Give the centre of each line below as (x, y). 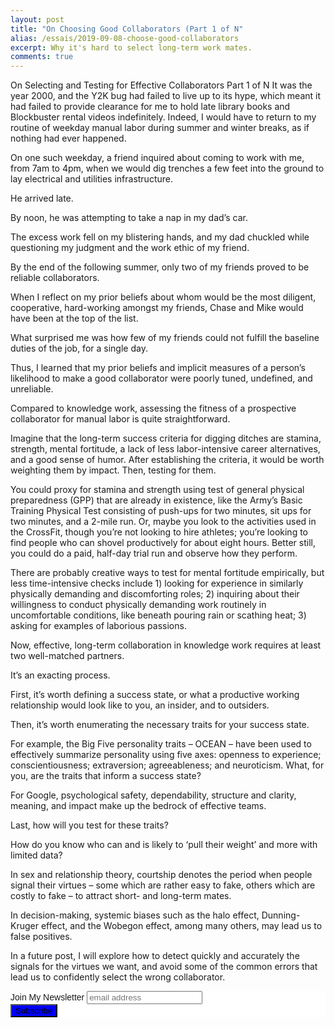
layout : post (37, 19)
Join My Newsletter (47, 997)
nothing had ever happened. (68, 138)
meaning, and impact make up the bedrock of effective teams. (138, 806)
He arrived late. (42, 198)
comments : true (42, 57)
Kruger (24, 926)
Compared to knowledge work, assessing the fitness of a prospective (153, 408)
